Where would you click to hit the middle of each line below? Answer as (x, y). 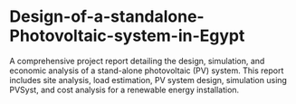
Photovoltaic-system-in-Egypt (127, 36)
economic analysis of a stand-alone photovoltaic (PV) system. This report (147, 71)
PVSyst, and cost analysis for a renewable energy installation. (124, 90)
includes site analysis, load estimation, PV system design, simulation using (148, 80)
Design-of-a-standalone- (107, 17)
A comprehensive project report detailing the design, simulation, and (137, 61)
